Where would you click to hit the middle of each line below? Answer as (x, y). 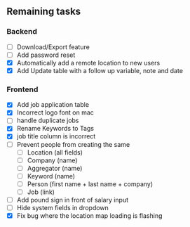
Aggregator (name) (55, 168)
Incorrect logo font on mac (55, 112)
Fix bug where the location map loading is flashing (89, 216)
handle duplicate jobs (48, 121)
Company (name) (52, 160)
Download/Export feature (53, 47)
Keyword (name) (51, 176)
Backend (22, 32)
